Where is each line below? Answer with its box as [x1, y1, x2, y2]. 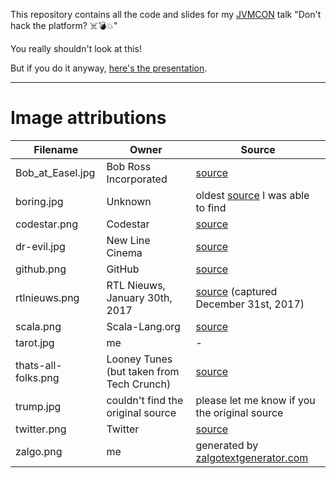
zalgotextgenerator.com [195, 450, 309, 464]
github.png [15, 262, 67, 276]
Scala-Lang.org [106, 319, 181, 333]
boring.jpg [15, 194, 64, 208]
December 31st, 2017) [195, 297, 305, 311]
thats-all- [15, 358, 63, 372]
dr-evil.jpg [15, 239, 66, 253]
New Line [106, 233, 151, 247]
